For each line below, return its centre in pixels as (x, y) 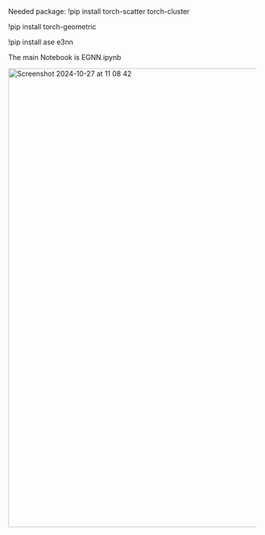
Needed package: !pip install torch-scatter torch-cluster (99, 11)
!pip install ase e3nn (41, 42)
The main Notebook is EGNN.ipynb (65, 57)
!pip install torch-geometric (52, 26)
